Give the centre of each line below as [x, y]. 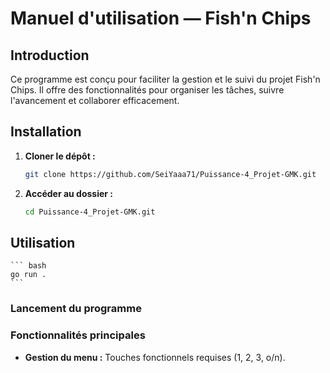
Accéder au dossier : [69, 193]
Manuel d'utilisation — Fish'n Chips [161, 18]
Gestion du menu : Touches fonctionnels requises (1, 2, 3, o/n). [155, 357]
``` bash [28, 266]
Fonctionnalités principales [78, 335]
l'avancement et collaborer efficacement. [95, 100]
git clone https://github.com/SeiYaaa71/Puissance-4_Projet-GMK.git [170, 174]
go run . [28, 275]
